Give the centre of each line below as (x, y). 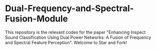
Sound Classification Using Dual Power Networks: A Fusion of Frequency (78, 37)
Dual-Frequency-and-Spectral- (69, 8)
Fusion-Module (36, 19)
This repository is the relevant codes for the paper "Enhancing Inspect (75, 32)
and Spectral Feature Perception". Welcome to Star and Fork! (66, 42)
